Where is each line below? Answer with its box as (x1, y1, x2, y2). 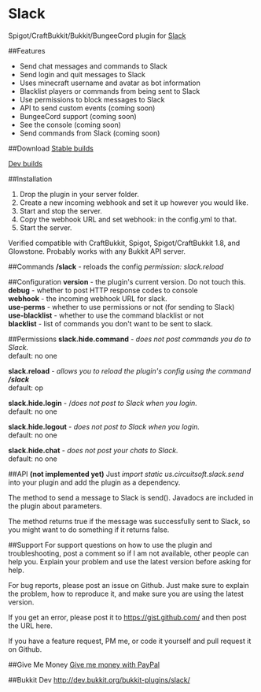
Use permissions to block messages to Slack (19, 95, 165, 104)
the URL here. (8, 620, 53, 631)
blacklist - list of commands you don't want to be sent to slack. (8, 318, 214, 328)
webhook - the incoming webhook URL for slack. (8, 293, 167, 303)
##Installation (8, 174, 53, 184)
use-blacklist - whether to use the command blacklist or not (8, 311, 204, 320)
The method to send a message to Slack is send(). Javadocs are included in (8, 493, 254, 502)
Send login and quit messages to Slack (19, 69, 145, 79)
